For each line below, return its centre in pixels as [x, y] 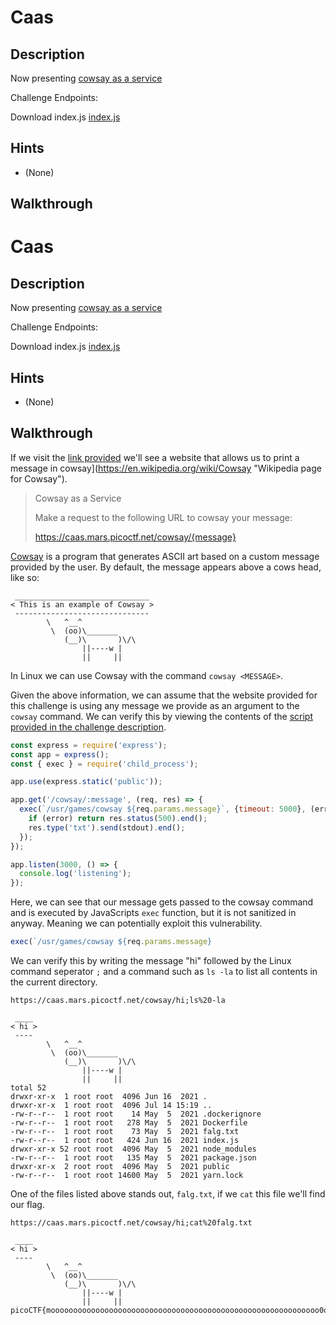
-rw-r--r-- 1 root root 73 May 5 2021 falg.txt [125, 1132]
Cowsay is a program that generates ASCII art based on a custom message [165, 556]
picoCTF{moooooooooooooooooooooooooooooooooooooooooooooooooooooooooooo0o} [171, 1311]
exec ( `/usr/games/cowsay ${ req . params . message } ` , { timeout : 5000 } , [163, 809]
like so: [25, 577]
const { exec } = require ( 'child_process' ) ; [104, 764]
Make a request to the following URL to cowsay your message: [163, 517]
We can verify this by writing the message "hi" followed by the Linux [151, 961]
